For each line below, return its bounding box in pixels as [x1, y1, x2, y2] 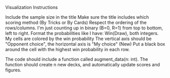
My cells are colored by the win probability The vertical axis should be [5, 35, 152, 42]
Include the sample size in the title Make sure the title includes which [5, 14, 149, 20]
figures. [5, 67, 22, 73]
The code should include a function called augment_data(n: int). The [5, 56, 148, 62]
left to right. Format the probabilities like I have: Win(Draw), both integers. [5, 30, 159, 36]
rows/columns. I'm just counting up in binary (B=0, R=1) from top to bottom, [5, 25, 163, 31]
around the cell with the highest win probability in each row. [5, 47, 130, 52]
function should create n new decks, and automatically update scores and [5, 62, 160, 67]
